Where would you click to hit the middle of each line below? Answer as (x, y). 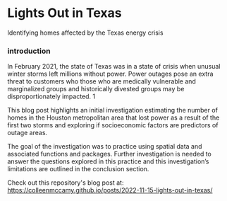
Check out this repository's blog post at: (66, 183)
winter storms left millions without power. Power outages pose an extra (110, 74)
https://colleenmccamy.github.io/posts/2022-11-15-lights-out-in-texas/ (110, 190)
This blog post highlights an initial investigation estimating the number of (113, 110)
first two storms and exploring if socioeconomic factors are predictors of (113, 125)
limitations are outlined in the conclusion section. (78, 169)
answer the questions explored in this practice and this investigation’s (108, 161)
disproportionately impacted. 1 (51, 96)
